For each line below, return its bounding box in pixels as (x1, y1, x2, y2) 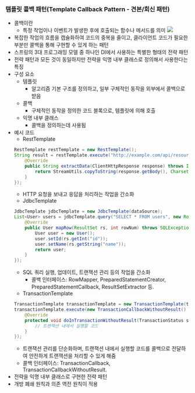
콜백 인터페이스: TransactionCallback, (22, 360, 111, 367)
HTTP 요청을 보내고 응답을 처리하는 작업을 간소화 (22, 191, 134, 198)
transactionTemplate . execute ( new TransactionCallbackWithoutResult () (13, 307, 187, 313)
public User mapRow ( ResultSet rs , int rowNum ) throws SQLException (24, 225, 192, 231)
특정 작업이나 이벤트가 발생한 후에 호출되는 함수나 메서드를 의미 (22, 27, 166, 34)
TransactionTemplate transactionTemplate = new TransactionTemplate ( (13, 301, 187, 307)
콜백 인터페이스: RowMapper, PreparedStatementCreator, (31, 276, 166, 283)
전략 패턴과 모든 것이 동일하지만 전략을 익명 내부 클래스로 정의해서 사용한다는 (13, 56, 189, 63)
